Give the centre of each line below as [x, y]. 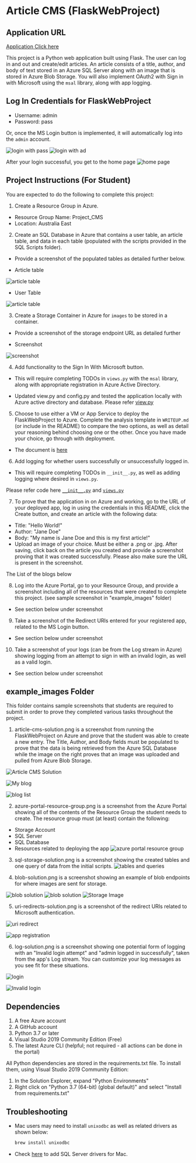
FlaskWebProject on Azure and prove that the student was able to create [102, 736]
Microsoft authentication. [45, 913]
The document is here [41, 450]
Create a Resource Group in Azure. [56, 206]
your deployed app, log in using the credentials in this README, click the [102, 508]
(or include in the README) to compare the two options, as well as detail [101, 426]
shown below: [31, 1132]
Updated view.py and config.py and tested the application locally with [98, 396]
